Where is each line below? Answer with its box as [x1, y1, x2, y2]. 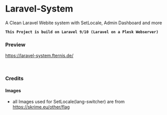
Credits [5, 75, 24, 82]
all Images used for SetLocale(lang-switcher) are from [12, 99, 125, 105]
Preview [5, 41, 26, 48]
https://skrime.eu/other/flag [12, 104, 70, 110]
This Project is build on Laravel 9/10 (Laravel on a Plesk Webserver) [5, 29, 158, 34]
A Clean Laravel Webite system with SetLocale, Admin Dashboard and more [5, 20, 162, 26]
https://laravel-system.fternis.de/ [5, 52, 74, 59]
